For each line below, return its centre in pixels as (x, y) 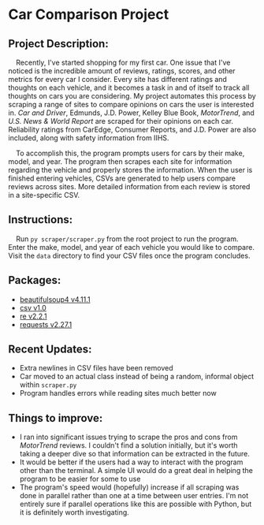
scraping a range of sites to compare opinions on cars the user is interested (131, 104)
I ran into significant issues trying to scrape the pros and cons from (128, 437)
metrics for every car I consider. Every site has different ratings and (117, 79)
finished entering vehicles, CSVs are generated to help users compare (122, 178)
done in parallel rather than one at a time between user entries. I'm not (134, 496)
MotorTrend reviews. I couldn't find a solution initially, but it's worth (128, 445)
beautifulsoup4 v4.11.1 (55, 299)
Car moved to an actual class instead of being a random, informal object (137, 377)
